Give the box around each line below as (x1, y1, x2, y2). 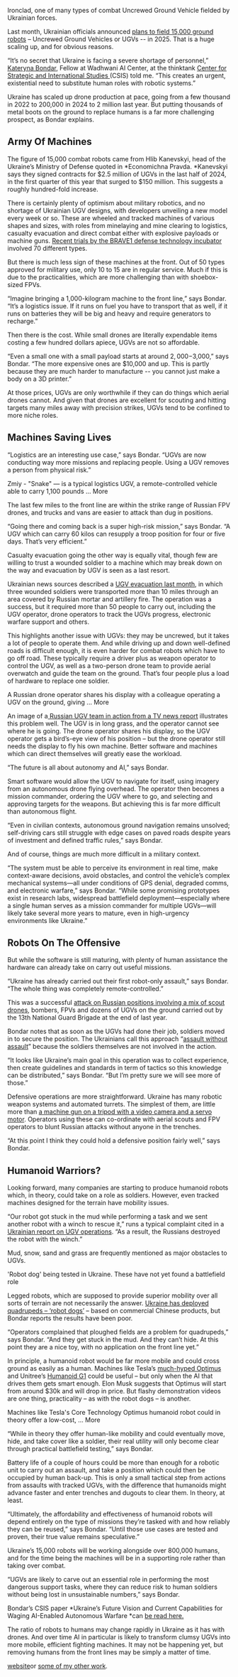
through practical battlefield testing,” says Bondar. (7, 1445, 154, 1453)
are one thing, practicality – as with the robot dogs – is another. (7, 1394, 191, 1403)
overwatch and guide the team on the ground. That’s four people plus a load (7, 669, 229, 677)
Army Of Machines (7, 136, 92, 148)
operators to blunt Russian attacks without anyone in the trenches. (7, 1123, 201, 1131)
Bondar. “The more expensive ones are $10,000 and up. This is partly (7, 359, 210, 368)
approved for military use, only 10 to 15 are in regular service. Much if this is (7, 265, 228, 274)
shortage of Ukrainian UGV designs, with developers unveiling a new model (7, 206, 228, 215)
